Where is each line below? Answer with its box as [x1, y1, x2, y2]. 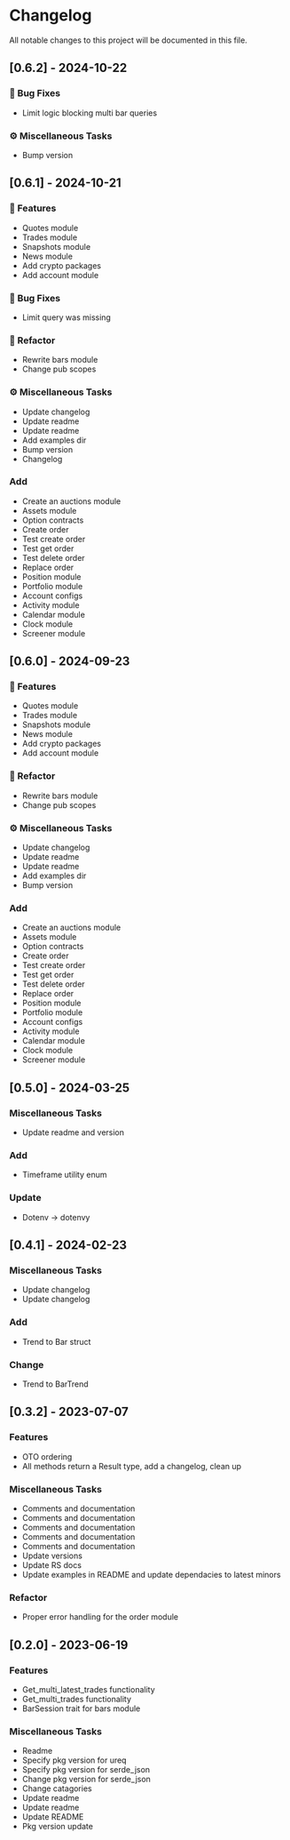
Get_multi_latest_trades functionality [21, 1684, 155, 1694]
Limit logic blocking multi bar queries [21, 108, 158, 118]
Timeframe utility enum [21, 1170, 107, 1180]
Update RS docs [21, 1559, 82, 1570]
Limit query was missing [21, 312, 111, 323]
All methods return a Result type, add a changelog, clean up [21, 1460, 242, 1471]
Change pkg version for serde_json [21, 1774, 151, 1785]
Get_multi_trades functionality [21, 1693, 131, 1704]
